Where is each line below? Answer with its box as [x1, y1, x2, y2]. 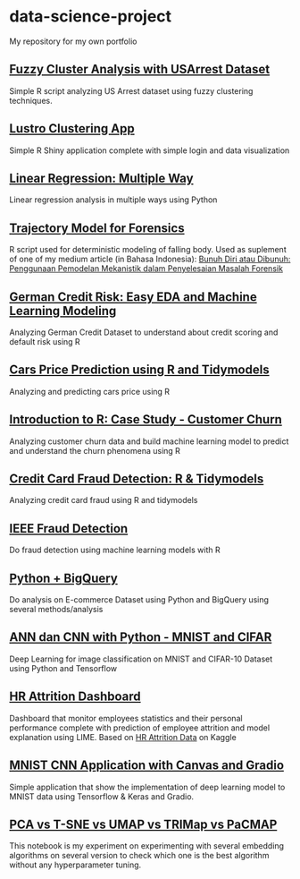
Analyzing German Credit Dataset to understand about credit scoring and [9, 327, 279, 337]
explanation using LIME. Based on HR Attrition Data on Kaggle [9, 731, 237, 742]
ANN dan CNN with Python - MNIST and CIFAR [9, 629, 272, 645]
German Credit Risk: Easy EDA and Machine [9, 289, 257, 304]
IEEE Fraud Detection [9, 521, 129, 536]
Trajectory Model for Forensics [9, 220, 185, 235]
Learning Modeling [9, 303, 117, 319]
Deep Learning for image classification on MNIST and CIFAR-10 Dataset [9, 653, 273, 664]
